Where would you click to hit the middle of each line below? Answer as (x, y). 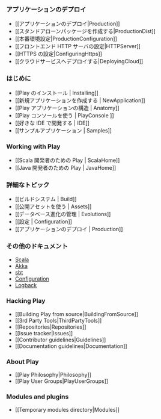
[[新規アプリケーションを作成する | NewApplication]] (80, 100)
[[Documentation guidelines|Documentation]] (71, 346)
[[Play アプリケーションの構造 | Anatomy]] (67, 108)
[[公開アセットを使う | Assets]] (53, 206)
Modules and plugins (38, 397)
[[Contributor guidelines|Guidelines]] (60, 340)
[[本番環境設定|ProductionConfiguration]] (66, 39)
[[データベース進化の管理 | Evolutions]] (63, 214)
